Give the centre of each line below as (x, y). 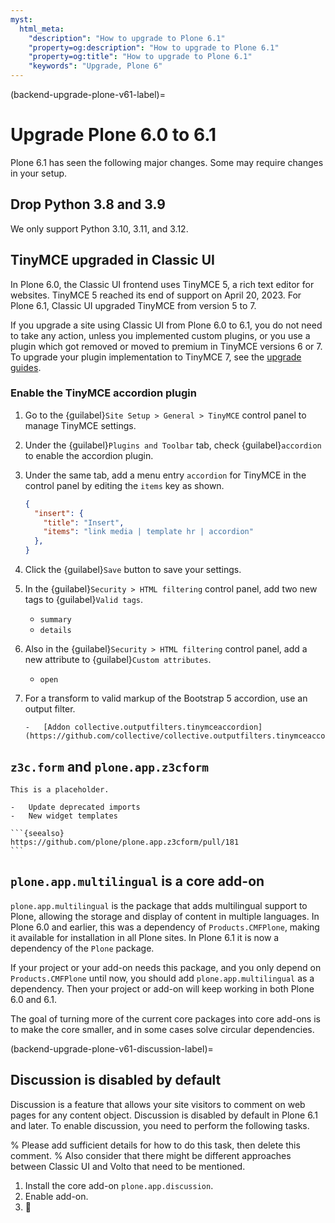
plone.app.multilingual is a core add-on (137, 881)
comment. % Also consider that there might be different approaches (151, 1155)
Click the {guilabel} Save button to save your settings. (133, 570)
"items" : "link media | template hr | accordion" (148, 532)
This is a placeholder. (60, 789)
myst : (21, 19)
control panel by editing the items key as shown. (124, 485)
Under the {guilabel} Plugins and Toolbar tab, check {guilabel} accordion (173, 445)
